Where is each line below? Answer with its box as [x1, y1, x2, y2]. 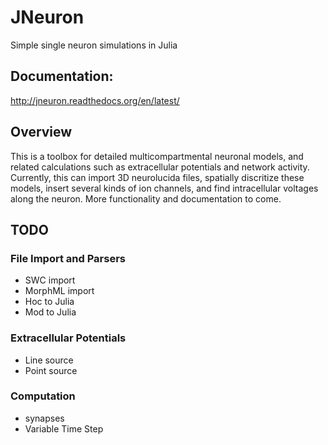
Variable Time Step [24, 422, 104, 435]
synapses [24, 412, 65, 424]
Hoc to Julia [24, 296, 75, 308]
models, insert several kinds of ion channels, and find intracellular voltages [10, 182, 319, 194]
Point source [24, 364, 78, 376]
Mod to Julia [24, 306, 77, 318]
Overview [10, 124, 73, 141]
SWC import [24, 274, 76, 286]
